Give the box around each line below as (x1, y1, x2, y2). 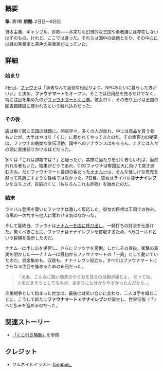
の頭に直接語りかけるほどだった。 (5, 146, 73, 152)
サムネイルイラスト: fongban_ (12, 361, 72, 367)
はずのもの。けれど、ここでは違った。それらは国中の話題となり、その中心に (5, 35, 158, 40)
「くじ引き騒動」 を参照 (12, 332, 59, 337)
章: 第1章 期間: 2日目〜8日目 (5, 19, 62, 24)
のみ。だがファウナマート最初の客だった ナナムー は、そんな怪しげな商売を (9, 168, 159, 174)
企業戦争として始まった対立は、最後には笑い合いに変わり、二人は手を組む (5, 290, 154, 296)
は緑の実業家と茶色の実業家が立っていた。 (5, 41, 91, 47)
